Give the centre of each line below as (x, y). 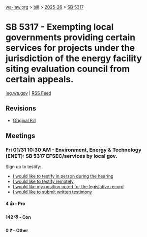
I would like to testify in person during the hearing (63, 176)
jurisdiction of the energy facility (74, 58)
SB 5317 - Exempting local (60, 27)
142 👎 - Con (18, 217)
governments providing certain (71, 38)
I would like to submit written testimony (52, 192)
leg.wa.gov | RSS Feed (29, 93)
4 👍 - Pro (15, 203)
